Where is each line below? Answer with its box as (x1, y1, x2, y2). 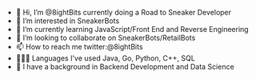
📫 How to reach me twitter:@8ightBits (15, 42, 143, 51)
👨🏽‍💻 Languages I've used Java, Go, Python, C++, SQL (15, 53, 196, 63)
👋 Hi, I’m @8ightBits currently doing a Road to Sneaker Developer (15, 8, 232, 17)
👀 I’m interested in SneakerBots (15, 16, 120, 26)
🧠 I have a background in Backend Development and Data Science (15, 62, 234, 71)
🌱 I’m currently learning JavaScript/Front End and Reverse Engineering (15, 25, 250, 34)
